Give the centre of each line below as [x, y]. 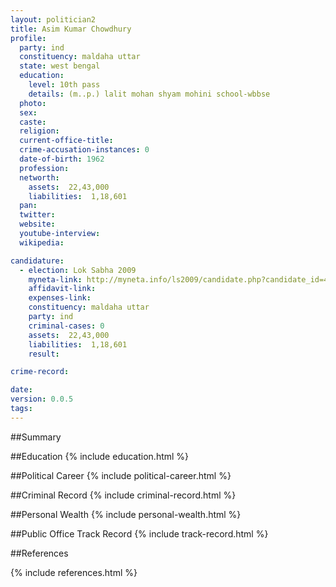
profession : [44, 168]
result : [44, 354]
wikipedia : [42, 242]
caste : [33, 122]
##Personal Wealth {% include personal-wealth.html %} [126, 514]
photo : [33, 103]
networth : [39, 177]
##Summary [36, 437]
